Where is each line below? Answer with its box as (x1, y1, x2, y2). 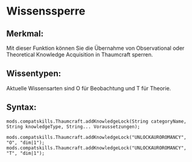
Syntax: (6, 102, 37, 113)
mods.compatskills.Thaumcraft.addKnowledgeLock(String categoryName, (6, 118, 187, 124)
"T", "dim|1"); (6, 150, 45, 156)
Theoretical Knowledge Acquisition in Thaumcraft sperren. (6, 51, 154, 58)
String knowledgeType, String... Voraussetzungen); (6, 123, 140, 130)
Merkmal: (6, 29, 44, 39)
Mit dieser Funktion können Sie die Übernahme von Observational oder (6, 44, 185, 52)
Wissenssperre (6, 4, 85, 18)
